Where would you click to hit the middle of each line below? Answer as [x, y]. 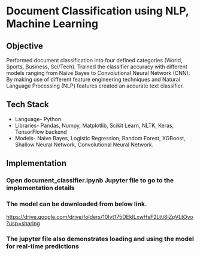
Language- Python [38, 119]
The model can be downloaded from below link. [77, 204]
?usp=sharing [23, 224]
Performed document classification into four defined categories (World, [94, 60]
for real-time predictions [43, 246]
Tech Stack [28, 105]
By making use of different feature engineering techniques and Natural [93, 79]
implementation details [40, 188]
